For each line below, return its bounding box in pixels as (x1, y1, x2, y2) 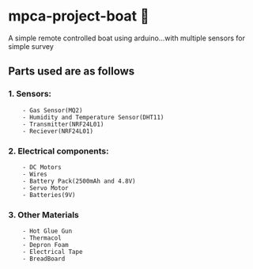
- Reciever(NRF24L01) (22, 127, 93, 135)
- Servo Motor (22, 184, 69, 192)
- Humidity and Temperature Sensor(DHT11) (22, 113, 164, 121)
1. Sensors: (8, 89, 52, 100)
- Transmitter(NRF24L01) (22, 120, 104, 128)
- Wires (22, 170, 47, 178)
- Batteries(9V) (22, 191, 77, 199)
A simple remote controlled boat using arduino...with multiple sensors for (8, 33, 245, 43)
